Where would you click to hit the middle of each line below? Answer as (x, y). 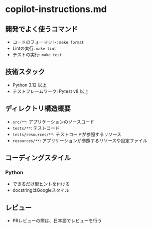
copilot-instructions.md (56, 9)
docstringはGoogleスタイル (41, 190)
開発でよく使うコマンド (41, 29)
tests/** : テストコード (36, 128)
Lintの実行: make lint (34, 48)
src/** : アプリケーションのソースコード (53, 122)
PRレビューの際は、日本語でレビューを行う (57, 221)
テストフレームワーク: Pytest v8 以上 (50, 91)
